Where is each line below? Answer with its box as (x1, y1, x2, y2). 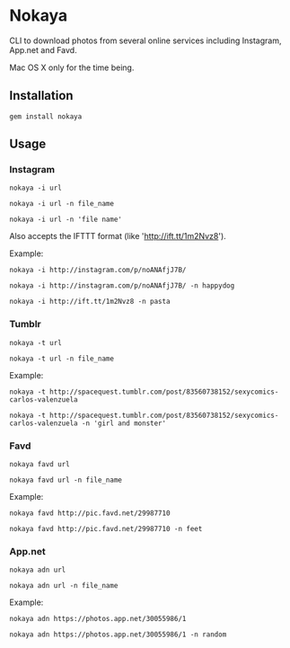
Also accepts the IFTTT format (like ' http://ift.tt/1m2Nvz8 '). (9, 231, 226, 242)
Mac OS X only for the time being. (9, 62, 135, 73)
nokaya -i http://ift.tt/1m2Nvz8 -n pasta (9, 297, 171, 306)
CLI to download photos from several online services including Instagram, (9, 35, 282, 46)
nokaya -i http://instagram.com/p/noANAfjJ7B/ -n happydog (9, 281, 235, 290)
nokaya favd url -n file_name (9, 475, 123, 485)
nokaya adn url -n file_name (9, 581, 119, 590)
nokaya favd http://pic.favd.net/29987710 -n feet (9, 525, 203, 534)
